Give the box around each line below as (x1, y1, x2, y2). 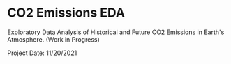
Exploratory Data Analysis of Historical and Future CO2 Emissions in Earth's (7, 28, 225, 36)
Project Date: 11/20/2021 (7, 49, 77, 57)
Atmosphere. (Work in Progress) (7, 35, 100, 43)
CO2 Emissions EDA (7, 5, 126, 21)
